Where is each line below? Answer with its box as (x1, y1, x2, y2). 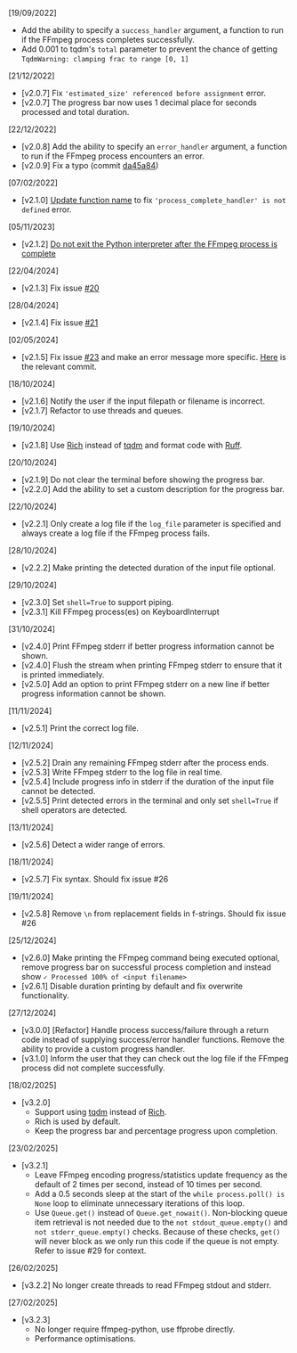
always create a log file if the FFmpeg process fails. (20, 528, 211, 538)
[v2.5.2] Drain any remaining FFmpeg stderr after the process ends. (20, 758, 269, 767)
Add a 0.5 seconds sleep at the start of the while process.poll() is (34, 1189, 285, 1199)
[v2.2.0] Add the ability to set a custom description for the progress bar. (20, 484, 285, 494)
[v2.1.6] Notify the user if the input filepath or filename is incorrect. (20, 396, 266, 406)
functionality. (20, 990, 69, 1001)
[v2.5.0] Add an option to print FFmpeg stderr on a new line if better (20, 679, 270, 689)
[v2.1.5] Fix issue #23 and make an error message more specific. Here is (20, 352, 286, 362)
